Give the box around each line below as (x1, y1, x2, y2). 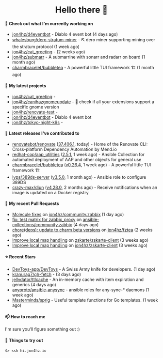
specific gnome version (12, 104, 59, 109)
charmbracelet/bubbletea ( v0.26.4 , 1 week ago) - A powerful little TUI (12, 162, 151, 168)
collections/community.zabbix (12, 222, 72, 227)
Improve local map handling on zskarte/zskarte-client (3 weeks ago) (12, 237, 149, 243)
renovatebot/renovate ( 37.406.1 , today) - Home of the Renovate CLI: (12, 141, 148, 147)
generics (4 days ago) (12, 282, 57, 288)
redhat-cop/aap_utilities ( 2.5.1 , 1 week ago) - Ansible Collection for (12, 151, 145, 157)
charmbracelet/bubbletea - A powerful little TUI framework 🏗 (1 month (12, 65, 154, 71)
